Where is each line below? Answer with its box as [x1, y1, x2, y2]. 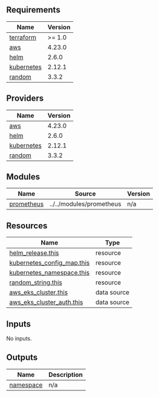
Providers [6, 93, 44, 104]
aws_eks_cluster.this [9, 288, 68, 297]
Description [48, 370, 83, 379]
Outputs [6, 352, 38, 363]
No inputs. [6, 335, 32, 342]
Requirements [6, 5, 60, 15]
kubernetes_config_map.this [9, 259, 90, 267]
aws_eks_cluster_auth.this [9, 298, 83, 307]
